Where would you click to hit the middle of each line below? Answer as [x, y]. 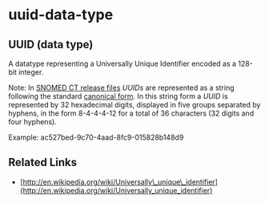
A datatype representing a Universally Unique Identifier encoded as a [122, 63]
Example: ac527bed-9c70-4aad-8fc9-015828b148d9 [96, 137]
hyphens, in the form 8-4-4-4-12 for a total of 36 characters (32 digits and [131, 113]
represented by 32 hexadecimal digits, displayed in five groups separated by [134, 105]
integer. [31, 72]
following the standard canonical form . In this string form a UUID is [118, 96]
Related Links [43, 162]
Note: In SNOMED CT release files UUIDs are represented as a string [121, 87]
